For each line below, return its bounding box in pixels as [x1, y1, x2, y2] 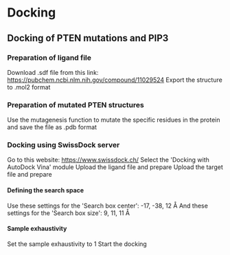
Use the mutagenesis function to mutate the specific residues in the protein [7, 115, 221, 124]
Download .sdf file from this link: [7, 68, 99, 76]
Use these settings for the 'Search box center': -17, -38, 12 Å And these [7, 201, 208, 210]
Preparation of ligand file [7, 53, 91, 63]
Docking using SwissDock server [7, 140, 120, 150]
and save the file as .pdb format [7, 123, 97, 131]
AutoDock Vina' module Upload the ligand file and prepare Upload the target [7, 163, 223, 171]
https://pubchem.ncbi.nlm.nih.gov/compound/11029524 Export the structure [7, 76, 223, 84]
